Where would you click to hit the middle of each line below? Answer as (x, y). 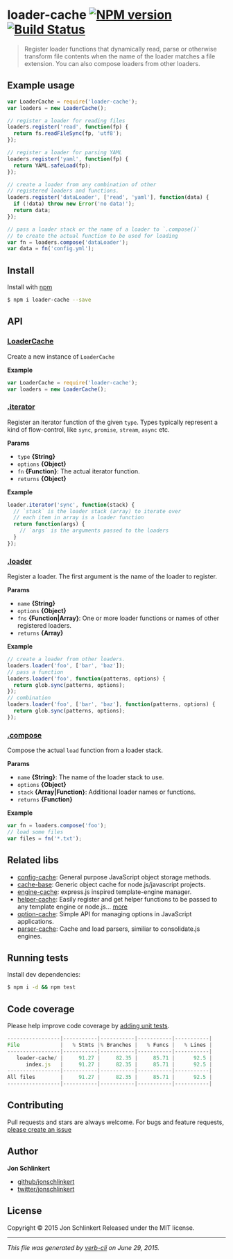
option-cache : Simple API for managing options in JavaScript (104, 913)
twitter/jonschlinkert (46, 1189)
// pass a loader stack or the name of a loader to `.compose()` (103, 229)
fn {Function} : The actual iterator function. (78, 471)
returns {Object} (42, 478)
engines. (30, 936)
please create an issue (40, 1129)
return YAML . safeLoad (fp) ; (52, 165)
